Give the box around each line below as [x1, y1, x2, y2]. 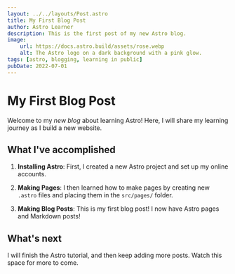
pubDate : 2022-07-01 [7, 63, 68, 70]
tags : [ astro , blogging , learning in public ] [7, 56, 142, 63]
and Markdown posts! [17, 212, 81, 221]
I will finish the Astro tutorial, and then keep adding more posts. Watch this [7, 251, 222, 260]
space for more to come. [7, 259, 79, 267]
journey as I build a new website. [7, 124, 102, 132]
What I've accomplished [7, 143, 116, 155]
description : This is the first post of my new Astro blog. [7, 30, 187, 37]
